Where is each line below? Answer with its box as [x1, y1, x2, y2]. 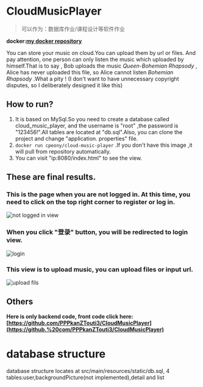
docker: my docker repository [6, 37, 82, 44]
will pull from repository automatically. [15, 147, 112, 155]
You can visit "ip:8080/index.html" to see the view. [15, 154, 142, 162]
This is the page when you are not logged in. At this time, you [6, 190, 191, 199]
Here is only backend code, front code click [6, 313, 119, 320]
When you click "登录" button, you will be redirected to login [6, 228, 188, 236]
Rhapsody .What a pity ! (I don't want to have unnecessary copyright [6, 75, 179, 82]
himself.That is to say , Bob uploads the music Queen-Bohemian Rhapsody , [6, 62, 198, 69]
